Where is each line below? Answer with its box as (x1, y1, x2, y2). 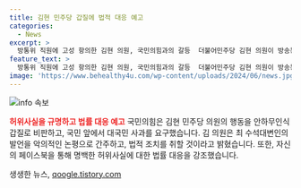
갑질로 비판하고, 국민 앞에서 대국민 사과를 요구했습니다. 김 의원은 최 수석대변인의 (9, 127, 289, 138)
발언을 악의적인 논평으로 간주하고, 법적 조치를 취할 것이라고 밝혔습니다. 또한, (9, 138, 275, 149)
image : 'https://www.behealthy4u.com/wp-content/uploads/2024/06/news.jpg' (9, 72, 298, 81)
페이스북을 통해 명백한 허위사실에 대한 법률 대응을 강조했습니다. (18, 150, 239, 160)
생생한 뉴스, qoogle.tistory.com (9, 168, 122, 179)
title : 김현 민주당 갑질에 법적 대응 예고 (9, 13, 144, 22)
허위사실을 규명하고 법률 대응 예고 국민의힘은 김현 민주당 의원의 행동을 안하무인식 (9, 115, 290, 126)
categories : (9, 21, 54, 30)
